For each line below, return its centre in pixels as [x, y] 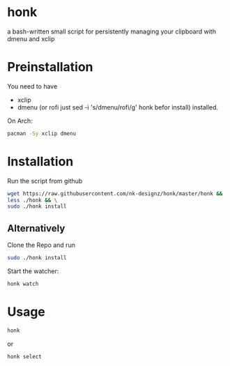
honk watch [23, 284]
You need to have [32, 86]
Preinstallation [50, 67]
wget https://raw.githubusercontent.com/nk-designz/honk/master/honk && [115, 193]
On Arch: [20, 121]
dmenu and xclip [31, 38]
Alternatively [36, 228]
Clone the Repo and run [41, 245]
